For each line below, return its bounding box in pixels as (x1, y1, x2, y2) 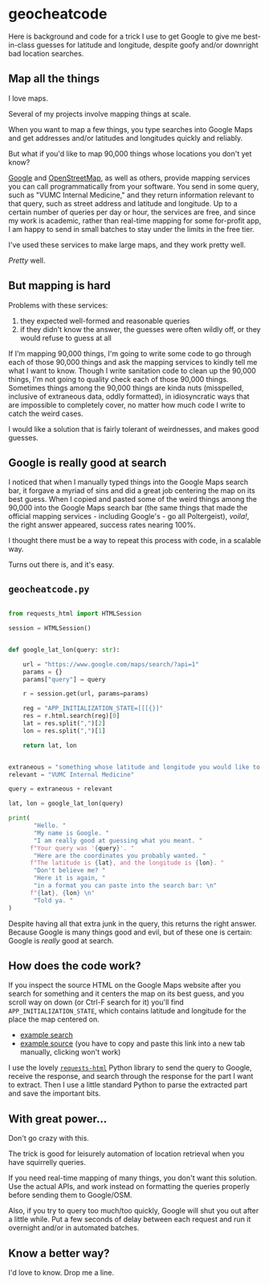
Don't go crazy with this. (8, 1134, 90, 1143)
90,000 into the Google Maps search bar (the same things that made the (8, 503, 248, 512)
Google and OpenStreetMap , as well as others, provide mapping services (8, 172, 251, 182)
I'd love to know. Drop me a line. (8, 1268, 115, 1277)
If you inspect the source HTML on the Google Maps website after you (8, 980, 241, 990)
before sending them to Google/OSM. (8, 1190, 132, 1200)
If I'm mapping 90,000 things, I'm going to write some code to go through (8, 348, 251, 359)
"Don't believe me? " (33, 867, 106, 875)
